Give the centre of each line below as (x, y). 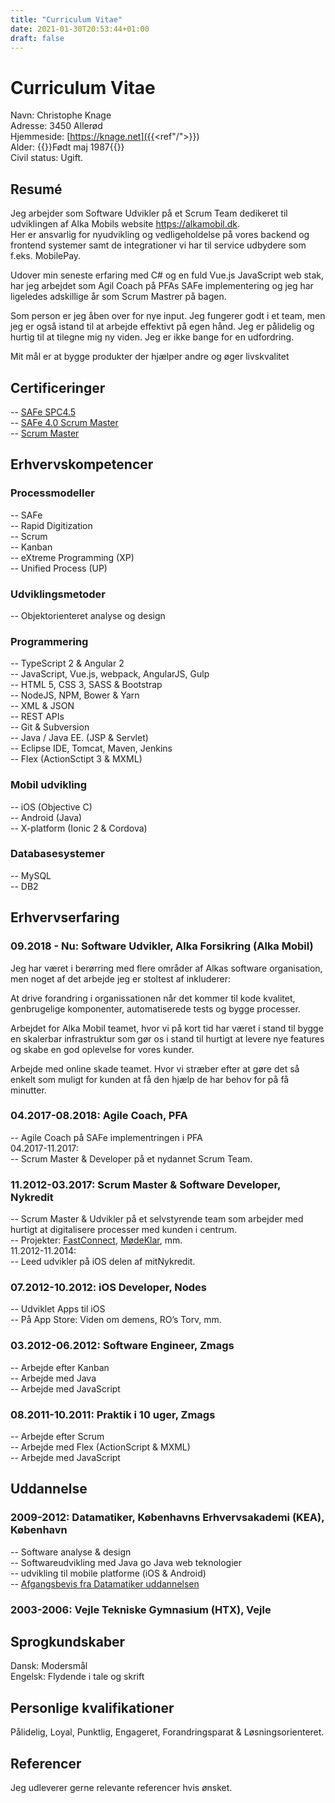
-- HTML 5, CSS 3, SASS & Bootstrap (86, 685)
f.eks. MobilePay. (46, 256)
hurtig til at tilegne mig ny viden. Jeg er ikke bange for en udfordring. (152, 337)
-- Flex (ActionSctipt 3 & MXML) (76, 759)
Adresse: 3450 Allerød (56, 126)
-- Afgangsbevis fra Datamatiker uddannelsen (105, 1583)
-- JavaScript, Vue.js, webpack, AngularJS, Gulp (110, 674)
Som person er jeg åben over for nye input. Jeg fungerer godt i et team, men (168, 316)
